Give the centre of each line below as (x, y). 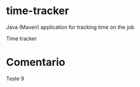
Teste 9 (15, 78)
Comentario (36, 62)
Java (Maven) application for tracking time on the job (70, 27)
